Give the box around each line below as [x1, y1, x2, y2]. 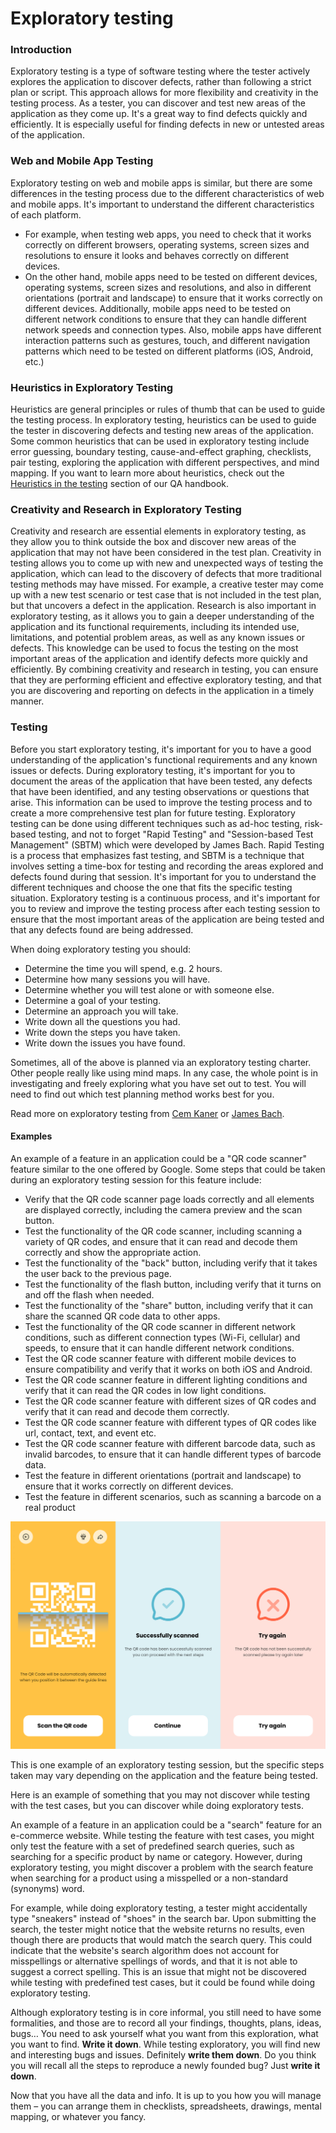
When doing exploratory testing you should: [10, 943, 192, 955]
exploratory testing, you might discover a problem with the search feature [10, 1861, 314, 1873]
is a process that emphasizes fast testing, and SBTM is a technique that [10, 849, 305, 861]
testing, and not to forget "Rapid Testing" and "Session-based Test [38, 828, 314, 840]
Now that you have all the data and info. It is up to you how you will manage [10, 2089, 322, 2101]
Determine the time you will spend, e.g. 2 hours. [24, 962, 223, 974]
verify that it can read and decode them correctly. [24, 1405, 230, 1417]
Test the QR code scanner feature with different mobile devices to [24, 1352, 297, 1364]
